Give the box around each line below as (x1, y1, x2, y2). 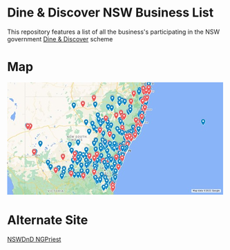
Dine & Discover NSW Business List (7, 5, 214, 21)
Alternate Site (7, 212, 88, 228)
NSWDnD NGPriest (7, 235, 61, 243)
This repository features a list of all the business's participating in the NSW (7, 28, 220, 36)
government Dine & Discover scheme (7, 34, 113, 43)
